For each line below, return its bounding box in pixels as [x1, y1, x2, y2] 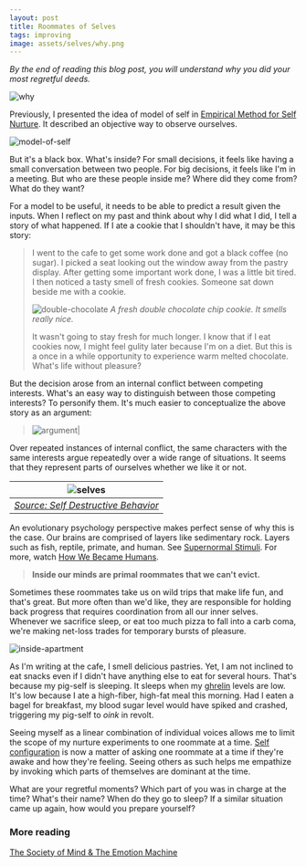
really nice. [31, 314, 74, 325]
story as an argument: [9, 407, 92, 418]
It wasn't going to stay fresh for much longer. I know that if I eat [31, 331, 271, 342]
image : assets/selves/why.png [9, 38, 125, 48]
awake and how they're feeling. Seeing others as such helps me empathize [9, 757, 292, 768]
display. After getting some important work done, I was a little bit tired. [31, 266, 297, 278]
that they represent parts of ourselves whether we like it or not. [9, 462, 247, 473]
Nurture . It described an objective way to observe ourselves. [9, 119, 237, 130]
